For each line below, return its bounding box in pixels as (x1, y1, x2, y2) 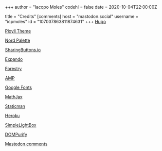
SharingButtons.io (5, 47, 41, 52)
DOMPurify (5, 132, 28, 137)
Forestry (5, 66, 22, 71)
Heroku (5, 113, 20, 118)
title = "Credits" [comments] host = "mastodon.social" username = (5, 14, 139, 19)
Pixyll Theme (5, 28, 31, 34)
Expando (5, 56, 23, 62)
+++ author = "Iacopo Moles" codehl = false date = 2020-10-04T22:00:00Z (5, 4, 157, 10)
